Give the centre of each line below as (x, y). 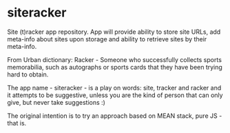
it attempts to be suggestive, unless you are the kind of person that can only (115, 95)
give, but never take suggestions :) (56, 102)
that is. (17, 123)
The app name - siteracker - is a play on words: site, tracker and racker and (114, 88)
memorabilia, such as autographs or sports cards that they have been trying (115, 67)
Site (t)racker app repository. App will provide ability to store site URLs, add (114, 32)
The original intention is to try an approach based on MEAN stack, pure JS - (115, 116)
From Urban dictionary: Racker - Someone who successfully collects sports (115, 59)
